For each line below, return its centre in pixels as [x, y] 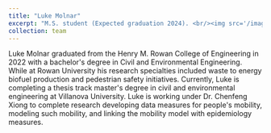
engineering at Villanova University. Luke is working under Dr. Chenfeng [128, 97]
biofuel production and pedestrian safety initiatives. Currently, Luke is [124, 79]
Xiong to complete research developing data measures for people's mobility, [135, 105]
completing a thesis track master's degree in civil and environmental [122, 88]
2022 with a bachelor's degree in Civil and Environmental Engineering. [125, 62]
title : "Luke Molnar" [45, 16]
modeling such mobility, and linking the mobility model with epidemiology [130, 114]
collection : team [38, 31]
